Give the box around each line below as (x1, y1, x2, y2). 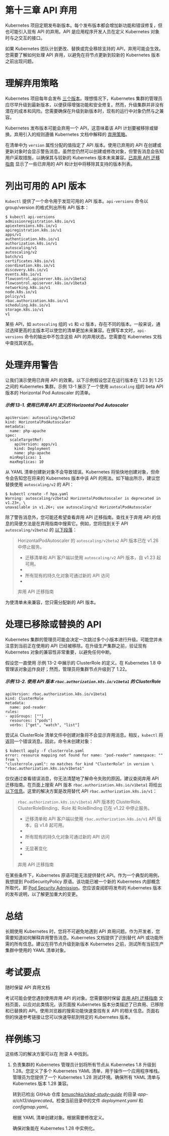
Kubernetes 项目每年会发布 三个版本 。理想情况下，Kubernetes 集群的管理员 (5, 95, 162, 101)
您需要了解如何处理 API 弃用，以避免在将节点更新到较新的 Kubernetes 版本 (5, 51, 160, 58)
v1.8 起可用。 (39, 822, 67, 828)
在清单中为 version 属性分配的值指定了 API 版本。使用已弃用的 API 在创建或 (5, 142, 162, 148)
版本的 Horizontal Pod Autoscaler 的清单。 (5, 389, 93, 396)
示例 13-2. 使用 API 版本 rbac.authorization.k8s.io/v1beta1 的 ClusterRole (5, 679, 161, 685)
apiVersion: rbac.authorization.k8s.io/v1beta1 (5, 691, 107, 696)
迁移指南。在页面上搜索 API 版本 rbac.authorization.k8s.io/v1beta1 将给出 (5, 782, 162, 788)
